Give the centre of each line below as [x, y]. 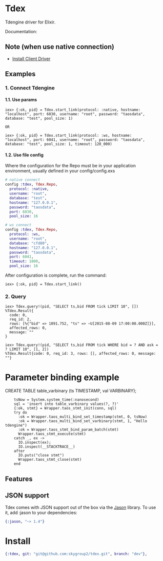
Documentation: [21, 31]
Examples [20, 74]
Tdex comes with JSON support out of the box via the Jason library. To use [81, 507]
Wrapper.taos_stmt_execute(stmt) [52, 434]
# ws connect [18, 225]
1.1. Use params [21, 99]
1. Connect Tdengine [30, 88]
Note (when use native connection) [60, 47]
